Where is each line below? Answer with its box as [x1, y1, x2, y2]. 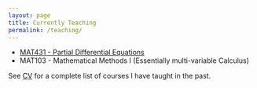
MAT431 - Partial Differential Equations [19, 48, 145, 57]
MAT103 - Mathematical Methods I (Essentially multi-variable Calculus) [19, 56, 250, 65]
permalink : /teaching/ [8, 26, 83, 34]
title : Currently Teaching [8, 19, 97, 27]
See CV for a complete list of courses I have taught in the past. [8, 71, 211, 81]
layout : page [8, 11, 51, 20]
